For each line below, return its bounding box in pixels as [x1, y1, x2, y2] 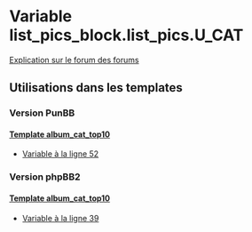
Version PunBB [9, 107, 75, 119]
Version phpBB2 [9, 171, 82, 183]
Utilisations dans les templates [9, 80, 184, 95]
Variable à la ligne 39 [21, 212, 99, 223]
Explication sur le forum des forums [9, 54, 139, 65]
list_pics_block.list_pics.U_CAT [9, 25, 244, 45]
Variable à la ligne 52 [21, 148, 99, 159]
